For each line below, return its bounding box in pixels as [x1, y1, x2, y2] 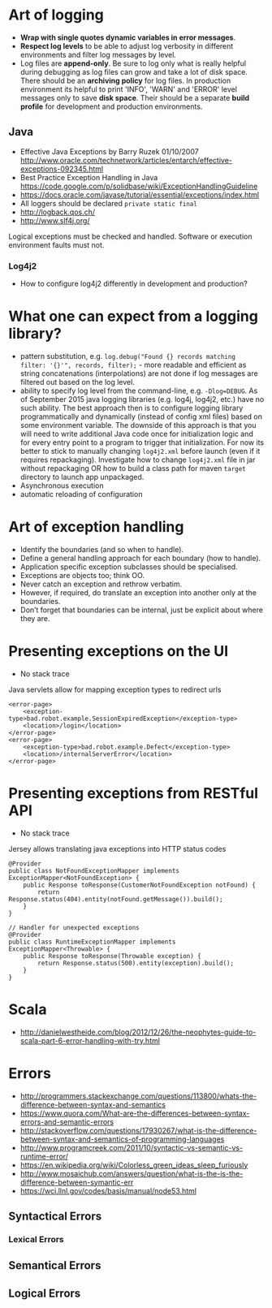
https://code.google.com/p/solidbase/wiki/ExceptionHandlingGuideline [19, 181, 258, 191]
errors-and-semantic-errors [19, 1116, 114, 1126]
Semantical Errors [8, 1258, 101, 1272]
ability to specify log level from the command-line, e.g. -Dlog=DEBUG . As [19, 386, 258, 395]
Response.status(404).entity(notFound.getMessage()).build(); [8, 895, 223, 903]
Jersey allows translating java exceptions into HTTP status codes [8, 844, 227, 853]
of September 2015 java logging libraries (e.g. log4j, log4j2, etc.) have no [19, 394, 265, 404]
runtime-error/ [19, 1151, 69, 1161]
